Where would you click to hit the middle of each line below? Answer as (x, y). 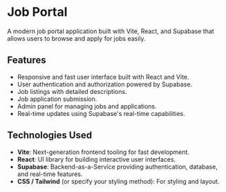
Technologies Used (49, 135)
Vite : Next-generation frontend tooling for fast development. (103, 152)
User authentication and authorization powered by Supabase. (104, 84)
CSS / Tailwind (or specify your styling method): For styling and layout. (118, 181)
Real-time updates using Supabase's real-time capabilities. (101, 113)
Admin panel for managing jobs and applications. (87, 106)
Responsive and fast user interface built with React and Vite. (103, 77)
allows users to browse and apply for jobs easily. (77, 38)
